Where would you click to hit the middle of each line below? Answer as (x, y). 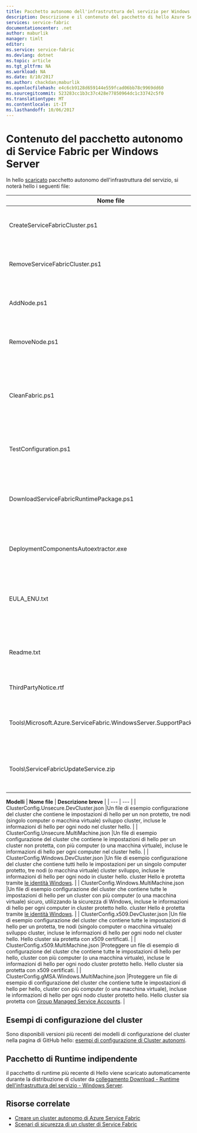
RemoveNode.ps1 (34, 342)
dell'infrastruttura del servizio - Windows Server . (65, 1085)
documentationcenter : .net (39, 28)
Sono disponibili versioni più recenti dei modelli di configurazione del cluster (98, 1034)
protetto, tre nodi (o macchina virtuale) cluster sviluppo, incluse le (86, 871)
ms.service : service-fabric (40, 50)
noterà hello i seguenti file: (38, 186)
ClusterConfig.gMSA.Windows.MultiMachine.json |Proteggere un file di (92, 977)
